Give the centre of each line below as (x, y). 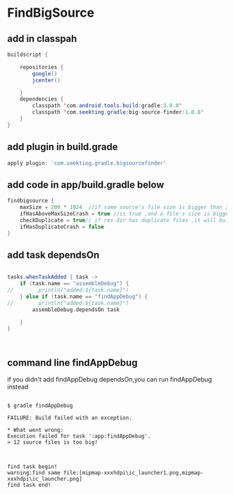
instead (18, 387)
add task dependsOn (53, 255)
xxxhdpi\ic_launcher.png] (45, 479)
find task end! (29, 485)
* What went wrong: (36, 431)
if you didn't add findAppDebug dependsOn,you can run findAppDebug (110, 380)
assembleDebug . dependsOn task (76, 309)
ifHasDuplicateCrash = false (62, 227)
